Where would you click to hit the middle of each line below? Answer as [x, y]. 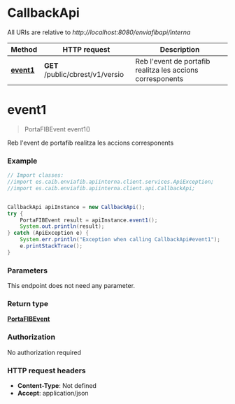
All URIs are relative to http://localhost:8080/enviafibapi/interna [99, 32]
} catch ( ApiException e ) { [48, 233]
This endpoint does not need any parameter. [71, 286]
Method [24, 49]
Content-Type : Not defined [57, 385]
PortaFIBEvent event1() [57, 129]
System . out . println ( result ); [62, 226]
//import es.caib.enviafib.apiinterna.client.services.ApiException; [111, 182]
